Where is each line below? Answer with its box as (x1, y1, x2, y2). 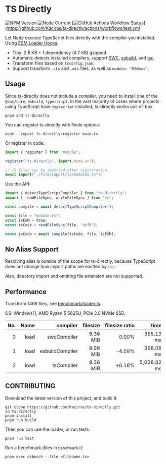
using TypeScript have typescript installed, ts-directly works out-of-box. (5, 103, 154, 110)
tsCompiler (52, 362, 78, 369)
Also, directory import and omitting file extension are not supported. (5, 273, 143, 279)
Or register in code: (5, 140, 45, 146)
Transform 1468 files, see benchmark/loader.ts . (5, 301, 102, 306)
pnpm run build (5, 417, 37, 422)
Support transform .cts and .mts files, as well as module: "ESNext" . (12, 65, 149, 71)
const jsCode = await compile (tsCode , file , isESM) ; (5, 232, 116, 236)
